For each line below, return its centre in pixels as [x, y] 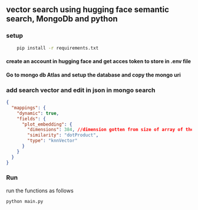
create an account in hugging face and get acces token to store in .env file [99, 61]
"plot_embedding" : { [47, 124]
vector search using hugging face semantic [88, 10]
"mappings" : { [29, 108]
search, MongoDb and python [62, 19]
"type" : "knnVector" [52, 141]
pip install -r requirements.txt [58, 48]
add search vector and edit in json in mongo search [81, 90]
